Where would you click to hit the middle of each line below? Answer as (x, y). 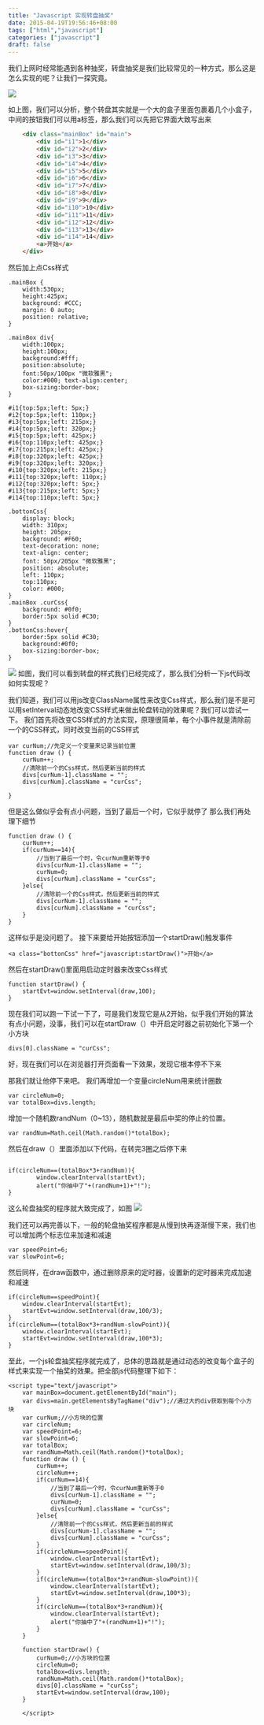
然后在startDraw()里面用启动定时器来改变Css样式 (88, 969)
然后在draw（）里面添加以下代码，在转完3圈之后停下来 (97, 1149)
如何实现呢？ (29, 683)
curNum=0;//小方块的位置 (73, 1658)
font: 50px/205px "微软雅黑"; (69, 561)
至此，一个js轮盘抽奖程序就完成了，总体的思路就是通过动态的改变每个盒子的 (131, 1361)
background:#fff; (51, 359)
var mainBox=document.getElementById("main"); (100, 1392)
